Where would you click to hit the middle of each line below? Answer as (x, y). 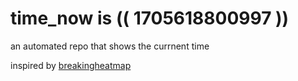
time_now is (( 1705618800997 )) (150, 18)
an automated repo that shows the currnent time (110, 46)
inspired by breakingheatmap (71, 65)
